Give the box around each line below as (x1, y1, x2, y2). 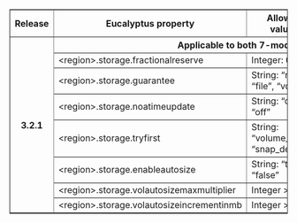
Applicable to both (177, 39, 258, 51)
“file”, (251, 80, 275, 92)
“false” (251, 169, 280, 181)
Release (14, 18, 49, 29)
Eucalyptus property (105, 18, 195, 29)
